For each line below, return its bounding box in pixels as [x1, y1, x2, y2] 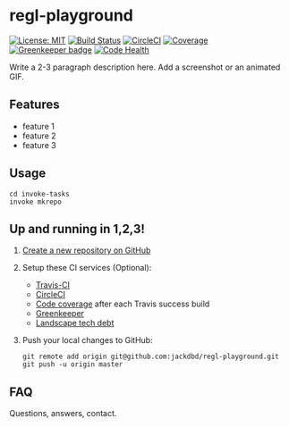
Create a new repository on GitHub [21, 245, 151, 255]
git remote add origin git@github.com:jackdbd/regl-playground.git [21, 352, 279, 362]
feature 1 [21, 121, 55, 131]
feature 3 [21, 139, 56, 150]
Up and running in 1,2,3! [9, 221, 146, 237]
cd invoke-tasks [9, 189, 70, 198]
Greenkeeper [35, 308, 85, 319]
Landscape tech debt [35, 318, 115, 329]
